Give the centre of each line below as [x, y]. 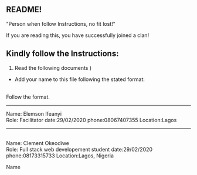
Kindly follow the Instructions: [62, 54]
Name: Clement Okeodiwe [38, 143]
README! [24, 10]
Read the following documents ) [53, 68]
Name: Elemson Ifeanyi [34, 113]
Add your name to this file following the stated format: [80, 79]
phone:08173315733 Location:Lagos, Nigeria [60, 156]
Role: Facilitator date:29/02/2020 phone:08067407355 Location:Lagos [91, 120]
